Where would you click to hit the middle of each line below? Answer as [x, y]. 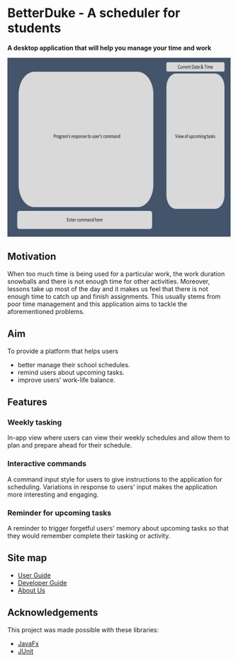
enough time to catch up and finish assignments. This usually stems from [114, 296]
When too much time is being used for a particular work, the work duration [116, 273]
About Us [32, 590]
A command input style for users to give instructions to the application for [115, 479]
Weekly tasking [35, 422]
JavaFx [28, 644]
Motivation [32, 257]
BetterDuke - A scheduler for [94, 13]
